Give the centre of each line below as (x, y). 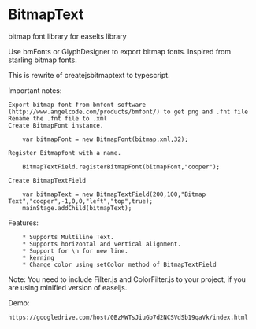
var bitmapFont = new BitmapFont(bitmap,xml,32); (106, 139)
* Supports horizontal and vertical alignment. (102, 244)
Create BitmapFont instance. (56, 125)
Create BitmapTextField (47, 180)
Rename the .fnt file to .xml (58, 118)
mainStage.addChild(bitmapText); (77, 208)
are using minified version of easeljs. (68, 287)
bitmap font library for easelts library (68, 36)
